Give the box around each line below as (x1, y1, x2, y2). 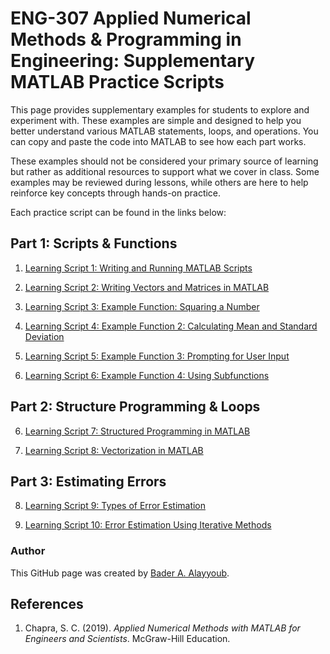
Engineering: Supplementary (10, 50, 256, 72)
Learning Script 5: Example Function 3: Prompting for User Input (24, 350, 290, 362)
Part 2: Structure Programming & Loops (10, 398, 261, 416)
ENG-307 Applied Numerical (10, 7, 252, 30)
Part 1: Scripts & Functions (10, 235, 178, 252)
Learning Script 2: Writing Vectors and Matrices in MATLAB (24, 281, 270, 293)
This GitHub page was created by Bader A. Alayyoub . (10, 567, 230, 579)
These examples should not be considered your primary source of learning (10, 155, 319, 167)
